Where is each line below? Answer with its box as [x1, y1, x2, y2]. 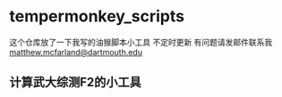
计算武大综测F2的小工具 [9, 75, 141, 90]
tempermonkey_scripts [9, 6, 185, 27]
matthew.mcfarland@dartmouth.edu [9, 46, 143, 57]
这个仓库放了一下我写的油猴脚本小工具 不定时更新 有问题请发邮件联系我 [9, 36, 273, 47]
